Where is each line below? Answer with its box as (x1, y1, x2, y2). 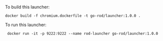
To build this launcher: (5, 4, 50, 10)
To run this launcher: (5, 22, 47, 27)
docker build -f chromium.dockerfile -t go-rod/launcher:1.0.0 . (5, 14, 141, 18)
